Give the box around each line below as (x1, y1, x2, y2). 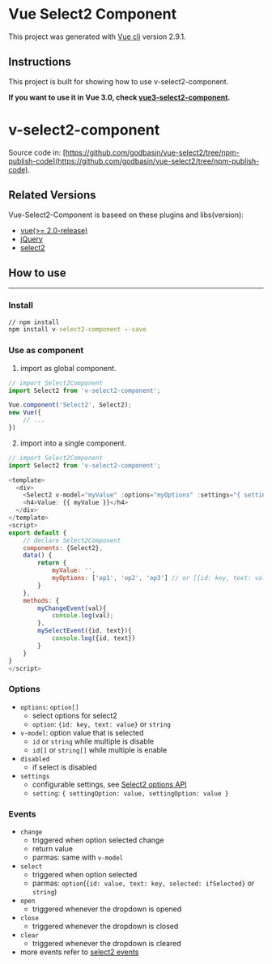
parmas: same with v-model (32, 852, 124, 862)
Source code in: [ (8, 147, 66, 157)
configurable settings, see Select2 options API (32, 779, 187, 789)
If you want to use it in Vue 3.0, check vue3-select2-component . (8, 92, 231, 102)
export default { (8, 528, 67, 537)
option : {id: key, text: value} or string (32, 719, 172, 729)
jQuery (19, 234, 43, 244)
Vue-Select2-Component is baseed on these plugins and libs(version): (8, 210, 244, 220)
